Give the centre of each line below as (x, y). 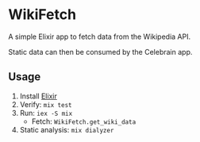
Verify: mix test (46, 104)
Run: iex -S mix (46, 113)
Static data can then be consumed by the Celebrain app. (100, 52)
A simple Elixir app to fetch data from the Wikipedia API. (100, 36)
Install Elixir (38, 96)
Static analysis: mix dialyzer (67, 129)
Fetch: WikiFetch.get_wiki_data (84, 121)
